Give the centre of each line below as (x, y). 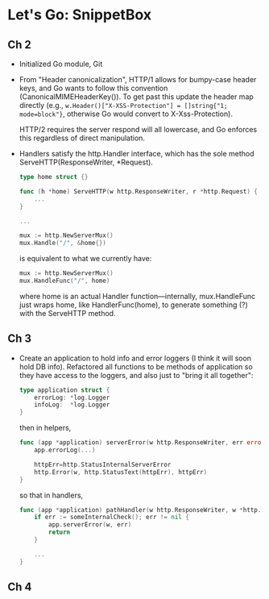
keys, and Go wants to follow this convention (93, 88)
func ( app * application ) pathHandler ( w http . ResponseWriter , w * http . (140, 510)
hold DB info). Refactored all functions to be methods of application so (136, 366)
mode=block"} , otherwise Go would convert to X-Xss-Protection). (126, 114)
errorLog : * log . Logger (72, 397)
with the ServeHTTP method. (67, 313)
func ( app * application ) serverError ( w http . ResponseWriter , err (131, 443)
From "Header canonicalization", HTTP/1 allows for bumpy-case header (138, 79)
